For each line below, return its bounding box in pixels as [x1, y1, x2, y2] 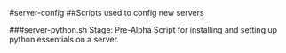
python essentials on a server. [9, 34, 120, 44]
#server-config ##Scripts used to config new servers [9, 8, 204, 18]
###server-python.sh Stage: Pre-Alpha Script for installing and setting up [9, 25, 278, 34]
